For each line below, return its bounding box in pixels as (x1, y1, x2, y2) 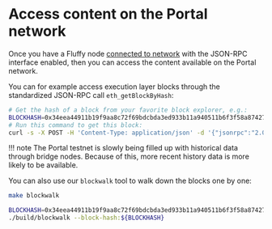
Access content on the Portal (8, 5, 208, 23)
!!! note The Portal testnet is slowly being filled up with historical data (8, 143, 239, 153)
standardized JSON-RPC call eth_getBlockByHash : (8, 90, 174, 100)
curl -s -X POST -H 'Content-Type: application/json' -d (8, 129, 205, 137)
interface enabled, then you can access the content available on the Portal (8, 57, 257, 67)
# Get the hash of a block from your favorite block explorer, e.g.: (8, 106, 249, 114)
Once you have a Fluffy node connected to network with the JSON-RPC (8, 49, 248, 58)
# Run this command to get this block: (8, 121, 143, 129)
